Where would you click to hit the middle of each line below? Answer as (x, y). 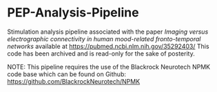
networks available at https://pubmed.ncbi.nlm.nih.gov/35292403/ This (108, 46)
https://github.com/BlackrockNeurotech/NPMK (74, 81)
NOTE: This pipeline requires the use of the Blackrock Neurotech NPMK (109, 67)
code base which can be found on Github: (66, 74)
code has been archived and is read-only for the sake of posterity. (101, 54)
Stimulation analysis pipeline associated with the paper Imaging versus (108, 32)
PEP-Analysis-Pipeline (73, 13)
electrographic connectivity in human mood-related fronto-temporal (104, 38)
